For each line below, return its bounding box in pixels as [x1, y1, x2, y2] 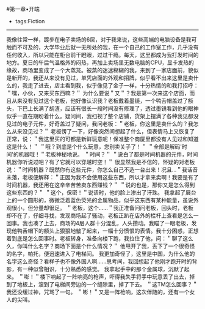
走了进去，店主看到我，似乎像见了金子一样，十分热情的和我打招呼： [27, 82, 199, 89]
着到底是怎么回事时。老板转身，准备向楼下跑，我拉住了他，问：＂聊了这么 [6, 235, 193, 242]
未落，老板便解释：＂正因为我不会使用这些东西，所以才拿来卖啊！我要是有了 [6, 174, 199, 181]
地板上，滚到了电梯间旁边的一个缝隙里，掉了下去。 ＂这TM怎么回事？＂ [16, 281, 198, 288]
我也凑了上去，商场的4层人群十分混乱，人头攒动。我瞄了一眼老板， [22, 220, 192, 226]
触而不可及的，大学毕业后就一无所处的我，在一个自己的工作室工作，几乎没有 [6, 43, 199, 51]
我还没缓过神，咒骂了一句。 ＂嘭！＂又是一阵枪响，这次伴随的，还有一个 [6, 288, 190, 296]
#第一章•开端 [6, 6, 40, 12]
